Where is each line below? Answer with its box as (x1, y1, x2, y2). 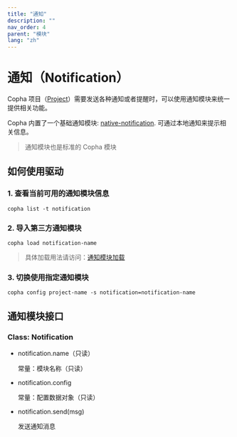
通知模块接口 (7, 310, 64, 322)
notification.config (17, 379, 72, 387)
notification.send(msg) (17, 407, 85, 416)
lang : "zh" (7, 37, 40, 44)
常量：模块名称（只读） (17, 364, 87, 373)
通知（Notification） (7, 70, 130, 86)
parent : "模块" (7, 30, 51, 38)
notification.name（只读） (17, 349, 95, 358)
